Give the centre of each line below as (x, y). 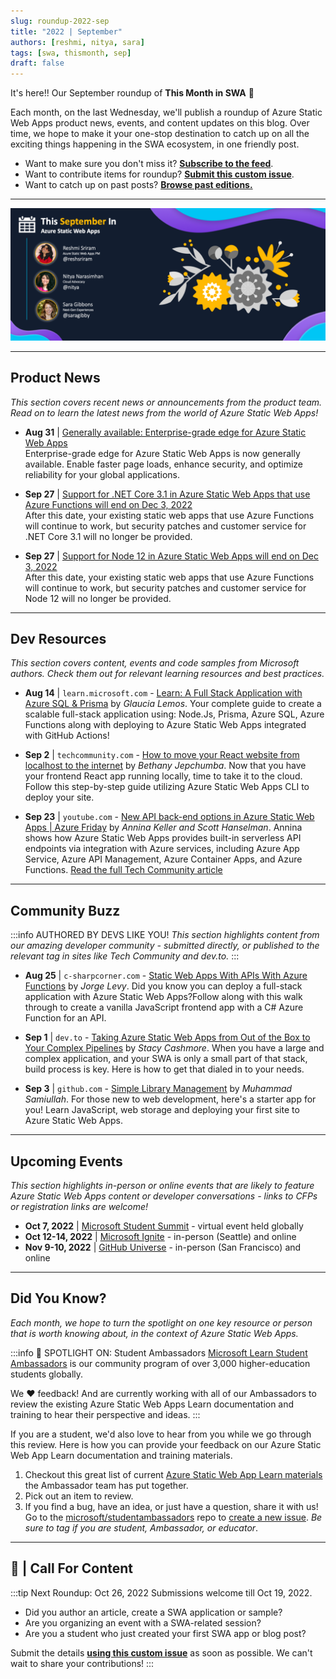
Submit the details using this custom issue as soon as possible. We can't (161, 1652)
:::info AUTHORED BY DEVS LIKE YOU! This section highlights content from (165, 935)
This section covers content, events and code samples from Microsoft (155, 663)
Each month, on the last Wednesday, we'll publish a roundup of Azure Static (166, 112)
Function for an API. (65, 1018)
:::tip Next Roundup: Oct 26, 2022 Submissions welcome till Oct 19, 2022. (161, 1592)
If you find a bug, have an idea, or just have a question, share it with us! (171, 1506)
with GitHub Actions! (67, 736)
